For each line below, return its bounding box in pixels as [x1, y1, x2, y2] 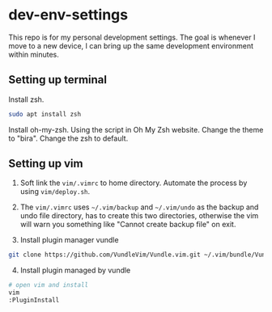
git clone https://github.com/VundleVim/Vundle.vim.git [8, 251, 201, 259]
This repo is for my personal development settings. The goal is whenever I [8, 32, 256, 42]
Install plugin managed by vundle [19, 265, 131, 276]
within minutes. [8, 49, 59, 59]
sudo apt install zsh [8, 110, 82, 118]
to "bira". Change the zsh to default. [8, 133, 129, 143]
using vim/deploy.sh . [19, 187, 91, 196]
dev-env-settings [8, 6, 128, 24]
